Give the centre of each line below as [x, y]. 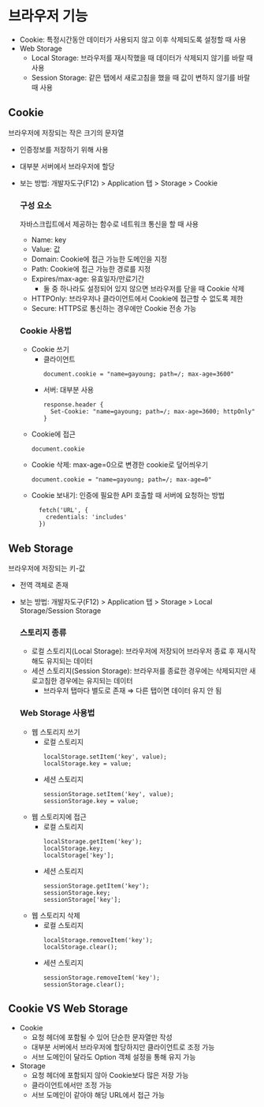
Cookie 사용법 [46, 331]
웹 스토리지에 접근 [59, 817]
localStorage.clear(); [80, 947]
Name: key [49, 240]
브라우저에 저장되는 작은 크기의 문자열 [66, 133]
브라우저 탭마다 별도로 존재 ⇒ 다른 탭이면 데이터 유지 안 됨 [132, 690]
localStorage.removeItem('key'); [98, 940]
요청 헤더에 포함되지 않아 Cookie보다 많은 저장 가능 [110, 1075]
